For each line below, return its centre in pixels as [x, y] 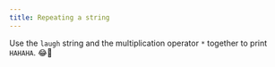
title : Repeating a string [60, 17]
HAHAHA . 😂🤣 [31, 52]
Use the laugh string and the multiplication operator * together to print [138, 43]
